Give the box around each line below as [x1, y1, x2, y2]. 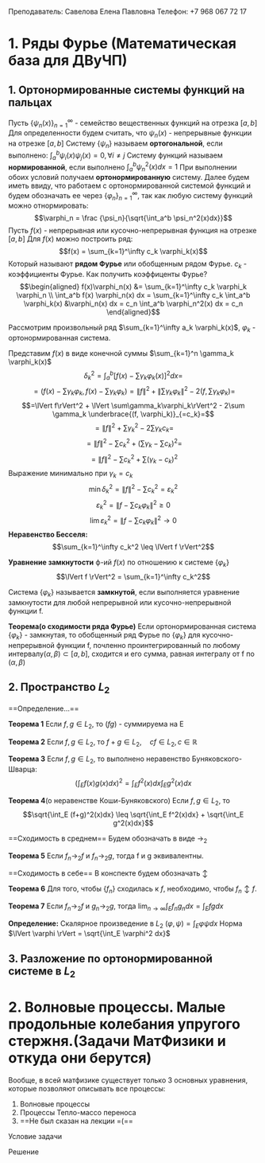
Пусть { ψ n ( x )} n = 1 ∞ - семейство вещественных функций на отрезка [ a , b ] [8, 117, 258, 130]
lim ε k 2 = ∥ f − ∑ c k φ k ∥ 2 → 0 [90, 513, 177, 527]
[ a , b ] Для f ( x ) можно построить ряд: [8, 234, 133, 244]
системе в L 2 [8, 964, 76, 980]
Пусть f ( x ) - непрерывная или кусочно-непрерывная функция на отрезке [8, 226, 257, 236]
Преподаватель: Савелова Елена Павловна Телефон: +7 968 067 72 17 [8, 7, 248, 16]
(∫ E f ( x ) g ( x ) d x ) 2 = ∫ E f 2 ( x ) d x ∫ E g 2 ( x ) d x [75, 777, 192, 790]
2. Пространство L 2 [8, 681, 110, 696]
